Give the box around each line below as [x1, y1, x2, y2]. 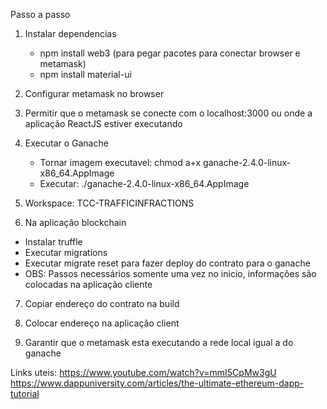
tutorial [10, 388, 40, 399]
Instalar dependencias [24, 28, 117, 39]
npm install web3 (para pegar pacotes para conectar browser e [39, 47, 301, 59]
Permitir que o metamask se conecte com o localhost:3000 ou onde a [24, 107, 313, 119]
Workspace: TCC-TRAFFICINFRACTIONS [24, 197, 195, 209]
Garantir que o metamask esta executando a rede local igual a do [24, 337, 294, 348]
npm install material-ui [39, 69, 132, 80]
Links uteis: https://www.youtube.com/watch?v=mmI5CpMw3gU [10, 367, 277, 378]
